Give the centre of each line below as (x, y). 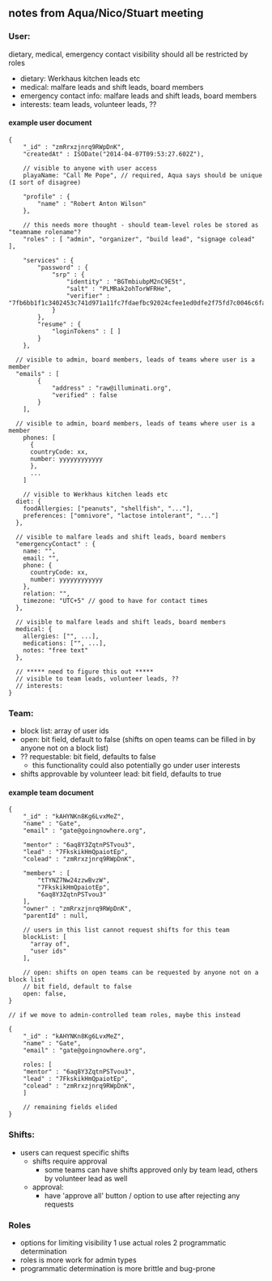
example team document (51, 792)
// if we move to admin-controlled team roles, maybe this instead (125, 1015)
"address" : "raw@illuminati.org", (112, 388)
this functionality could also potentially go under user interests (136, 766)
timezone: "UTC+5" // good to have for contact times (115, 600)
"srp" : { (68, 275)
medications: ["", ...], (65, 643)
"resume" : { (59, 324)
